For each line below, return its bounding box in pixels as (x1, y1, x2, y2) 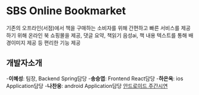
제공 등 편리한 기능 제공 (26, 39, 81, 46)
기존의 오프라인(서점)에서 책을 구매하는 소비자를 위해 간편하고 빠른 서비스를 (6, 24, 180, 31)
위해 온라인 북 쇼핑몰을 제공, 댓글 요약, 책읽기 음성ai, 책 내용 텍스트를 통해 (17, 31, 187, 39)
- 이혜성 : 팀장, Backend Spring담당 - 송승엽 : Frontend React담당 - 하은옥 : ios (6, 75, 184, 82)
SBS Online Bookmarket (6, 4, 127, 18)
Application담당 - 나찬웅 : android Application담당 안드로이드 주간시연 (6, 82, 168, 89)
